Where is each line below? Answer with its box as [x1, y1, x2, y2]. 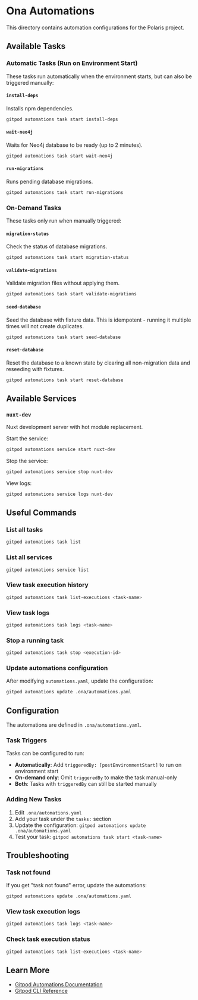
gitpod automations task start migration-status [6, 255, 129, 261]
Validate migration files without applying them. [6, 279, 120, 287]
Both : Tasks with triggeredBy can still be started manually [14, 780, 157, 788]
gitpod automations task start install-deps [6, 116, 118, 122]
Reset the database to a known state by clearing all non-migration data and [6, 359, 190, 366]
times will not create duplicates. [6, 322, 84, 329]
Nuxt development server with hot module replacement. [6, 424, 143, 431]
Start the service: [6, 435, 49, 442]
